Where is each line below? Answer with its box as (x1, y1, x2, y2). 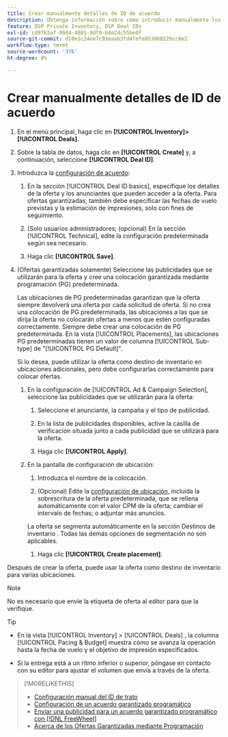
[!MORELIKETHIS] (23, 679, 74, 688)
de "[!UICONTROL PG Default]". (33, 344, 123, 352)
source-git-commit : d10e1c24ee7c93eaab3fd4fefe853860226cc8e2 (7, 36, 188, 43)
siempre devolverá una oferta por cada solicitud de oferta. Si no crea (16, 300, 212, 309)
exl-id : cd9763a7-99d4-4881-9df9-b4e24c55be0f (7, 29, 142, 36)
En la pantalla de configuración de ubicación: (27, 460, 155, 468)
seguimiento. (27, 210, 64, 219)
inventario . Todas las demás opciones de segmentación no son (27, 529, 207, 537)
